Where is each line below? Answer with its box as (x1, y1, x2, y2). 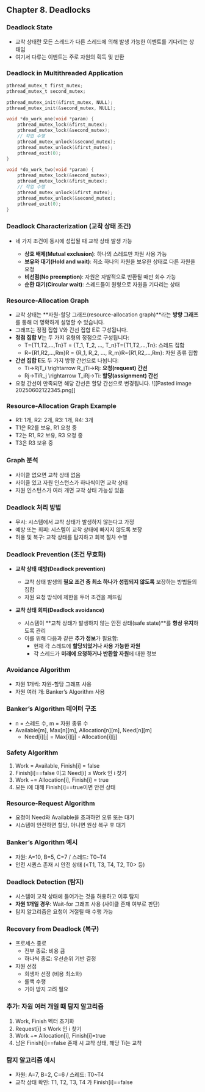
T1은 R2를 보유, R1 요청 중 (15, 424, 77, 431)
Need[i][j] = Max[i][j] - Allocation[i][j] (24, 733, 118, 740)
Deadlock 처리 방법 (6, 503, 62, 512)
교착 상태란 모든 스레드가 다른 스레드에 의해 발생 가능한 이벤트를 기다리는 (15, 38, 188, 45)
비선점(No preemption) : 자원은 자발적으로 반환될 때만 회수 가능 (24, 273, 176, 280)
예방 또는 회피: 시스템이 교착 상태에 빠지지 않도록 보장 (15, 525, 142, 533)
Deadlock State (6, 23, 53, 32)
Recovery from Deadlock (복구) (6, 925, 99, 933)
